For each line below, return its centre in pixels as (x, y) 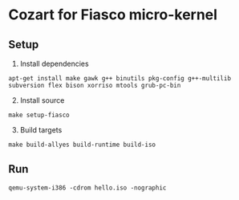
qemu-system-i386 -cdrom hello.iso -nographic (87, 188)
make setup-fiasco (39, 115)
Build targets (41, 130)
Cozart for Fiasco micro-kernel (113, 15)
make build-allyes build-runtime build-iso (82, 145)
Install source (42, 100)
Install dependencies (55, 63)
